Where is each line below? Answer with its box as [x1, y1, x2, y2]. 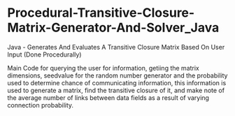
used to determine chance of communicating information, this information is [7, 78, 227, 87]
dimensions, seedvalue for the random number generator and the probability [7, 71, 228, 80]
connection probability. [7, 101, 74, 109]
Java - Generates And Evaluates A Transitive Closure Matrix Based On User [7, 43, 225, 51]
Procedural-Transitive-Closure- [7, 5, 195, 21]
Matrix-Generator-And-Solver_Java [7, 20, 220, 36]
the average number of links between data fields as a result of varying [7, 93, 210, 102]
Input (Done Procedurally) [7, 50, 82, 59]
